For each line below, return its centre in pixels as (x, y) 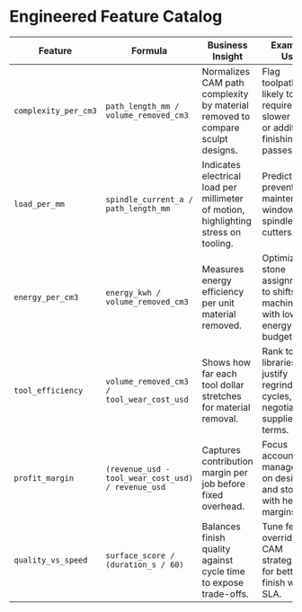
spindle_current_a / (149, 199)
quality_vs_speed (51, 560)
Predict (277, 175)
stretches (222, 395)
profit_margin (44, 478)
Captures (221, 449)
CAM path (223, 83)
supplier (279, 418)
